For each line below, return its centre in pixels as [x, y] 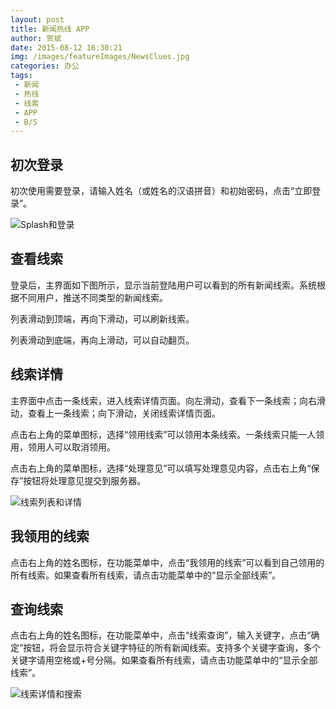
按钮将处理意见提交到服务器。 [85, 480]
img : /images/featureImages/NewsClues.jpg [100, 57]
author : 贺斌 [36, 38]
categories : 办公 [45, 66]
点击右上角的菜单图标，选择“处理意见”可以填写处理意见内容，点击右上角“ [161, 468]
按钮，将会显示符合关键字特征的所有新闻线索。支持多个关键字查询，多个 [172, 648]
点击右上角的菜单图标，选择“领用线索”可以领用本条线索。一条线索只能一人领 [167, 434]
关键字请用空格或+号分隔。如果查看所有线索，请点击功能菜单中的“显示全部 [164, 660]
